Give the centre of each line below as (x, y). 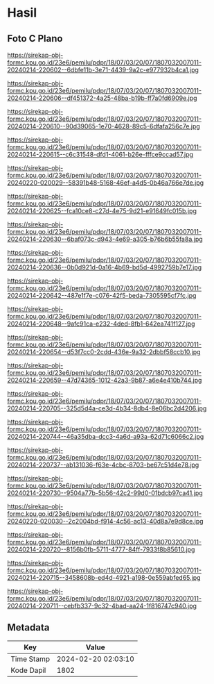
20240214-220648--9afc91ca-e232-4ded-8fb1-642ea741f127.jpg (101, 324)
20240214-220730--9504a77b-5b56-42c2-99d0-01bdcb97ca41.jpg (105, 493)
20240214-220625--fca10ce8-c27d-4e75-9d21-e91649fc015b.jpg (102, 211)
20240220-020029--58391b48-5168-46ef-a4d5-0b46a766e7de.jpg (106, 183)
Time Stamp (30, 659)
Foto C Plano (35, 39)
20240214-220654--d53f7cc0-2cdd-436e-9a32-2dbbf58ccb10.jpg (104, 352)
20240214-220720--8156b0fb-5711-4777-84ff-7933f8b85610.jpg (101, 549)
